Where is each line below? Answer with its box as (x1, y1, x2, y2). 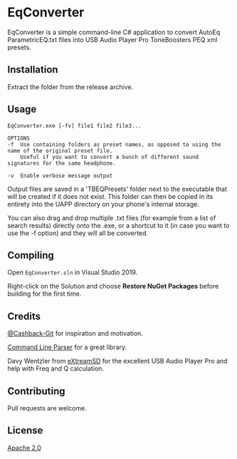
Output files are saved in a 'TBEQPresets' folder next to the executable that (7, 185, 228, 193)
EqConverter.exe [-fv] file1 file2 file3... (7, 122, 142, 129)
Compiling (7, 249, 55, 261)
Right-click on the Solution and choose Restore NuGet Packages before (7, 282, 219, 291)
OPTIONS (7, 135, 31, 142)
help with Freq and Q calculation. (7, 364, 105, 373)
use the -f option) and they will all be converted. (7, 229, 148, 237)
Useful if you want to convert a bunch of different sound (20, 153, 199, 160)
